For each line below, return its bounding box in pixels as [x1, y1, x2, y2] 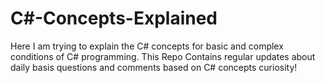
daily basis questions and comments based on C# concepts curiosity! [10, 61, 298, 73]
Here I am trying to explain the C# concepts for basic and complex [10, 40, 284, 52]
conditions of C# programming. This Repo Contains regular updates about [10, 50, 316, 62]
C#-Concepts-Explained [10, 7, 218, 30]
